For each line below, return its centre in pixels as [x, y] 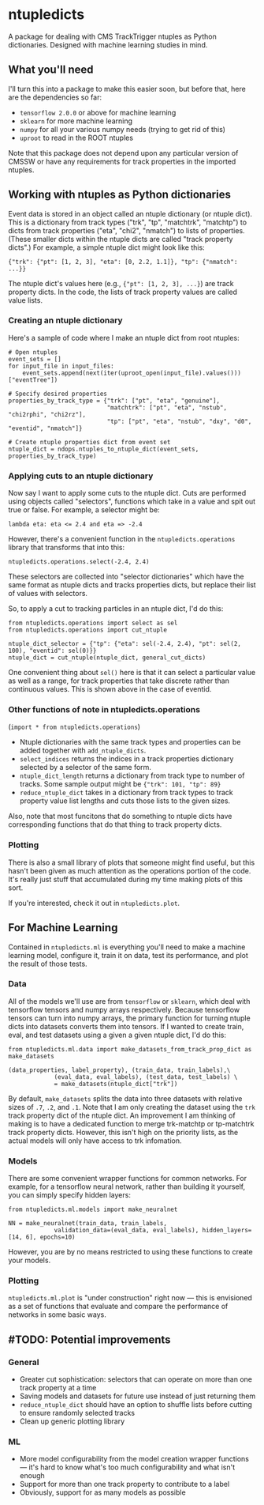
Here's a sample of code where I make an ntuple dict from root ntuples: [124, 338]
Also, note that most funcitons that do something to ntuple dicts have [120, 817]
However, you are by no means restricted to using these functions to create [131, 1252]
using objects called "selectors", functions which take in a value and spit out [132, 502]
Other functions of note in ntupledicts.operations [104, 710]
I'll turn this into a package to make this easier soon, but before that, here [127, 89]
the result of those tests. [48, 964]
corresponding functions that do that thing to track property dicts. [115, 824]
